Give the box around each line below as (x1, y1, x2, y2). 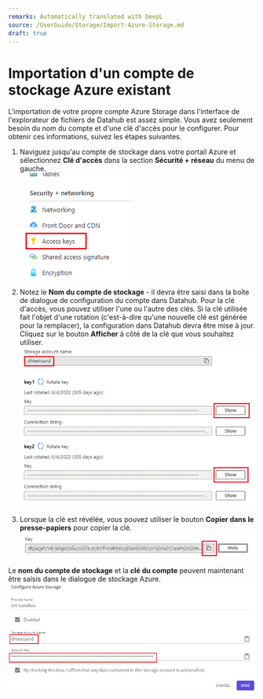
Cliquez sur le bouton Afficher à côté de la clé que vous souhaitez (19, 329, 235, 338)
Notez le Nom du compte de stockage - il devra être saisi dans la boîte (19, 287, 250, 297)
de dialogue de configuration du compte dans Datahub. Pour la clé (19, 296, 236, 305)
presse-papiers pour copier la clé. (19, 523, 132, 532)
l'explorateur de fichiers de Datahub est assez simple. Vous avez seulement (8, 115, 254, 125)
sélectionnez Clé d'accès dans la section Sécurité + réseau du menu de (19, 156, 255, 165)
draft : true (8, 29, 47, 37)
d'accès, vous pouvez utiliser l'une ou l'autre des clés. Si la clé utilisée (19, 304, 247, 314)
